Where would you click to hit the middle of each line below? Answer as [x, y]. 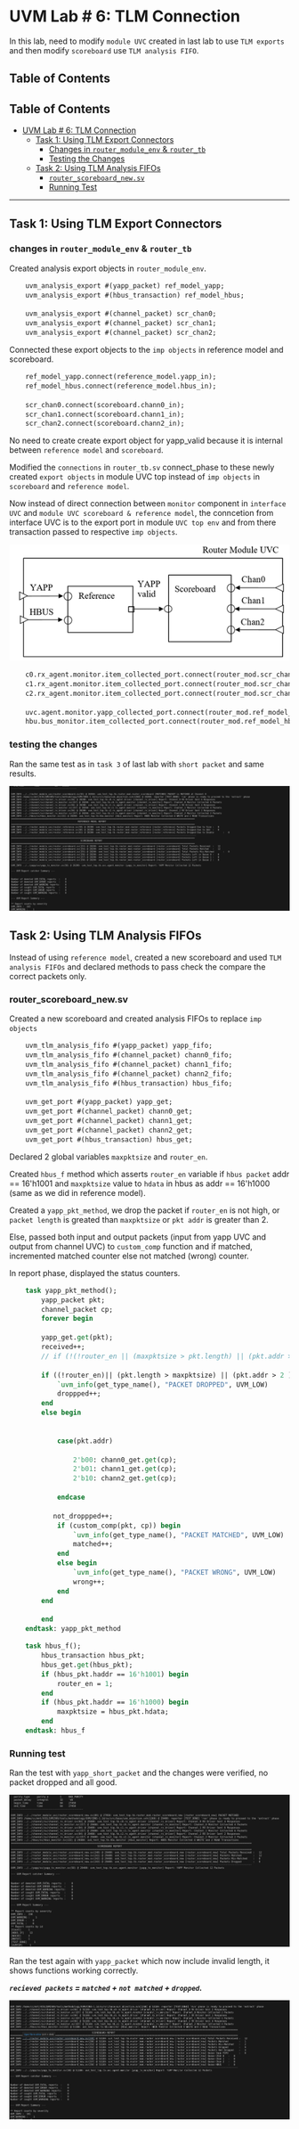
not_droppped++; [83, 1516]
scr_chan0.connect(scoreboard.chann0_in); [105, 405]
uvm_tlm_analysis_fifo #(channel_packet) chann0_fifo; [129, 1055]
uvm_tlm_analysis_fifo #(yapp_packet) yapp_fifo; [119, 1046]
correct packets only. [48, 976]
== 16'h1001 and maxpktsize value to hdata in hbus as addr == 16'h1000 [140, 1183]
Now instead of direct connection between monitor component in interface [148, 504]
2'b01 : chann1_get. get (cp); [125, 1469]
